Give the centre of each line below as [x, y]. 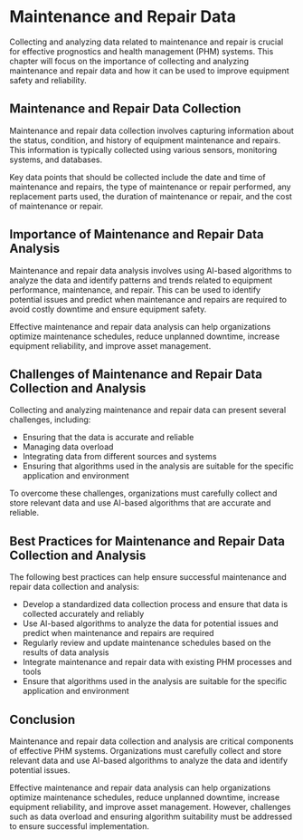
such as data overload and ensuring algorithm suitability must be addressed [151, 816]
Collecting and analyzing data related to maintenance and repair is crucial [147, 42]
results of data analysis [66, 652]
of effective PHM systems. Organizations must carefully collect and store [146, 751]
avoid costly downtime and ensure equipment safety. [108, 309]
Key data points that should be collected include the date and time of [137, 177]
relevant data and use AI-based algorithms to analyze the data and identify [148, 760]
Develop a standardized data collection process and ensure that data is [155, 604]
